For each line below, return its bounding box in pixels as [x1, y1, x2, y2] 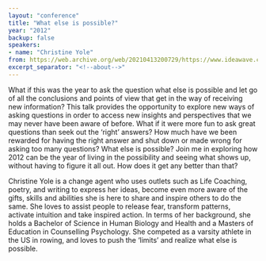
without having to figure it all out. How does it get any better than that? [8, 160, 238, 171]
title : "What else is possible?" [8, 19, 119, 27]
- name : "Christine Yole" [8, 48, 93, 56]
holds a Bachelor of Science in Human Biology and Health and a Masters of [8, 218, 254, 228]
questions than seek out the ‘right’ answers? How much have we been [8, 127, 237, 136]
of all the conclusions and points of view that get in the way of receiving [8, 93, 243, 103]
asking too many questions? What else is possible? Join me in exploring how [8, 144, 258, 153]
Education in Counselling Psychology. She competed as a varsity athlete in [8, 227, 252, 236]
